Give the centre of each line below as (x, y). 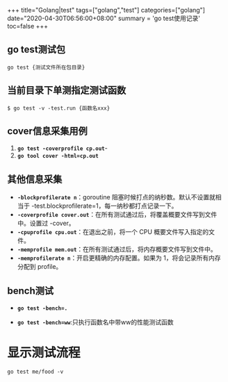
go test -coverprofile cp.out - (62, 148)
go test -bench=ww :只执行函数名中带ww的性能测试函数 (95, 322)
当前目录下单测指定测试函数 (67, 91)
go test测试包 (36, 50)
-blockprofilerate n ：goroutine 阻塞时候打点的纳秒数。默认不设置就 (116, 197)
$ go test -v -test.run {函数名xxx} (59, 108)
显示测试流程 (44, 353)
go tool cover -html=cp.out (58, 156)
